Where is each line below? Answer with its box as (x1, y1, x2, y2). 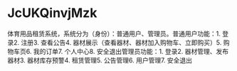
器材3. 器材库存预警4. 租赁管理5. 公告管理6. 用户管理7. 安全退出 (7, 55, 193, 65)
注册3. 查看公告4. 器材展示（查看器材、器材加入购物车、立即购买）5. (21, 38, 222, 47)
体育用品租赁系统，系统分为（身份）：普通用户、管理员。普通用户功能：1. (7, 29, 221, 38)
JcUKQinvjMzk (7, 5, 98, 21)
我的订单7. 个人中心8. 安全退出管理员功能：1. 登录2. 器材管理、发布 (33, 47, 229, 55)
